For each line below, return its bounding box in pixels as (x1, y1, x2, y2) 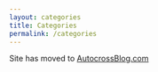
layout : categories (9, 12, 82, 22)
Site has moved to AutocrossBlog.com (9, 54, 149, 64)
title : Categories (9, 21, 77, 30)
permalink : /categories (9, 29, 98, 38)
